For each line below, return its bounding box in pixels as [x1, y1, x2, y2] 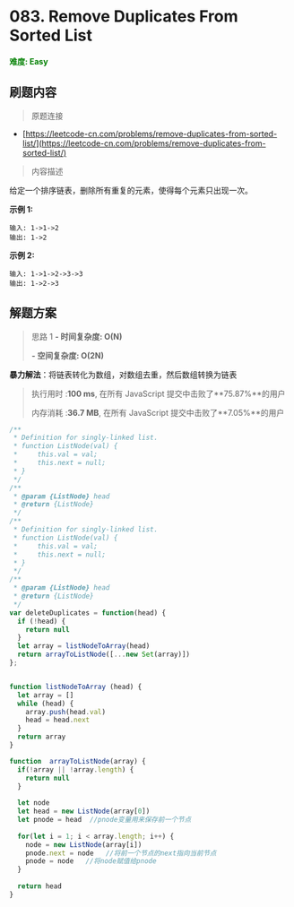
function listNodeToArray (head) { [9, 682, 143, 691]
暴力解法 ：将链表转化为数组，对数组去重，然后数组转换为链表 [9, 369, 238, 380]
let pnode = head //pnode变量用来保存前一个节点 [17, 816, 192, 825]
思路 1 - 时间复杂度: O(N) [30, 331, 123, 341]
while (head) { [17, 699, 74, 708]
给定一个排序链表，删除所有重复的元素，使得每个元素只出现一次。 [9, 185, 253, 195]
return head [17, 882, 63, 891]
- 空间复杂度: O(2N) [30, 350, 105, 360]
